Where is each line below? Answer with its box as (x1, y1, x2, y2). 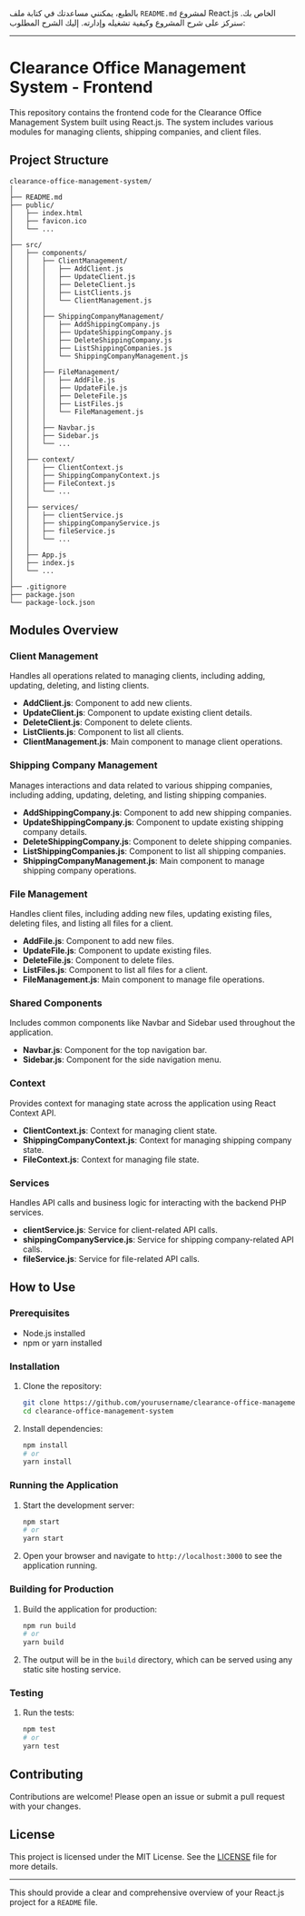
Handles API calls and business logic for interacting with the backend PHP (9, 1196, 287, 1207)
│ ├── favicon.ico (9, 216, 88, 225)
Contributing (9, 1767, 84, 1782)
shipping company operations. (22, 865, 137, 876)
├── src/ (9, 240, 43, 249)
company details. (22, 826, 88, 837)
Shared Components (9, 997, 103, 1009)
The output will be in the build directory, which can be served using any (22, 1654, 293, 1665)
